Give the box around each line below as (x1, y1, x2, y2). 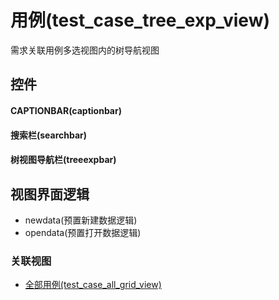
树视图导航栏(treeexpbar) (10, 154, 117, 166)
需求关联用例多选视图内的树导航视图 (10, 44, 160, 56)
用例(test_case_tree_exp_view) (10, 9, 270, 32)
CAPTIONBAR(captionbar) (10, 104, 122, 116)
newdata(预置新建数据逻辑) (24, 214, 138, 226)
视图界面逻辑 (10, 186, 90, 203)
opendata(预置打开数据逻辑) (24, 226, 142, 238)
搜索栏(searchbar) (10, 129, 88, 141)
